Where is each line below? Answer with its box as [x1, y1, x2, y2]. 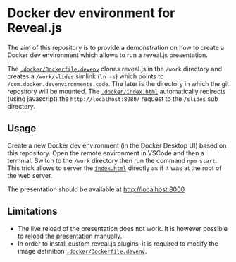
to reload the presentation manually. [17, 232, 123, 240]
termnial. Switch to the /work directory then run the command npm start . [7, 156, 218, 165]
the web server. [7, 171, 53, 179]
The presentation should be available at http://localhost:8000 [7, 185, 185, 193]
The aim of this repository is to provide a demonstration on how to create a [7, 43, 225, 52]
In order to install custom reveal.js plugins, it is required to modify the [17, 239, 218, 248]
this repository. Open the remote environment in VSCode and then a [7, 148, 204, 157]
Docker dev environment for [7, 5, 175, 21]
